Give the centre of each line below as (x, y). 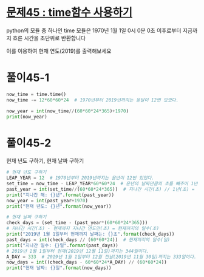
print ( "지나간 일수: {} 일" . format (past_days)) (62, 245)
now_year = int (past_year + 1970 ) (47, 200)
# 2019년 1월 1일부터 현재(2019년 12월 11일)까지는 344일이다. (78, 251)
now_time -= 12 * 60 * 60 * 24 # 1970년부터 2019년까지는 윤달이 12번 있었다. (93, 100)
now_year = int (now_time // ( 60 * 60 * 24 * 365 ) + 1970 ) (68, 111)
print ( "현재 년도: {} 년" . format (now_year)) (59, 206)
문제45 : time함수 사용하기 (69, 12)
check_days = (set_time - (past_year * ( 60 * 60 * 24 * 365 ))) (77, 223)
